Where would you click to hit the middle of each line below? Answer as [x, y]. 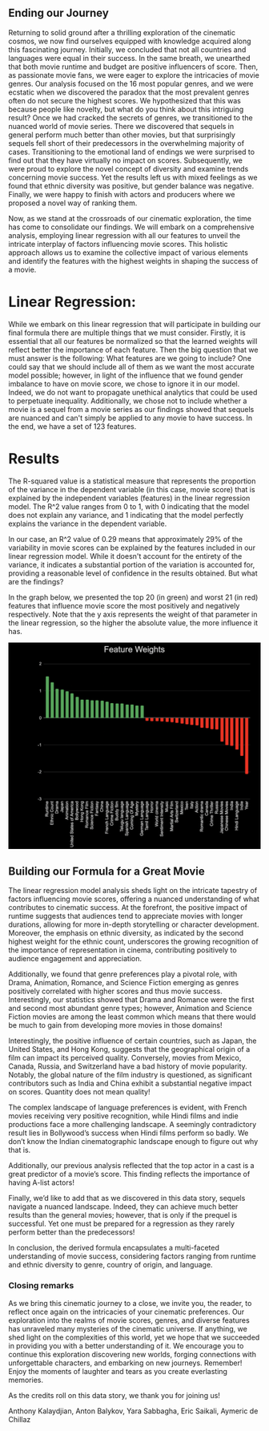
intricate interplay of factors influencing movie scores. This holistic [118, 244]
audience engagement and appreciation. [75, 959]
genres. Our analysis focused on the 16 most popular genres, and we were [131, 83]
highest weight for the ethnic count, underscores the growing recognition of [133, 942]
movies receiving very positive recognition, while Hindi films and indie [123, 1116]
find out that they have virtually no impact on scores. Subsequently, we [125, 160]
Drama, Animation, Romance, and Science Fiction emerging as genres [124, 983]
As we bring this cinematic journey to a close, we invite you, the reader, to [130, 1303]
